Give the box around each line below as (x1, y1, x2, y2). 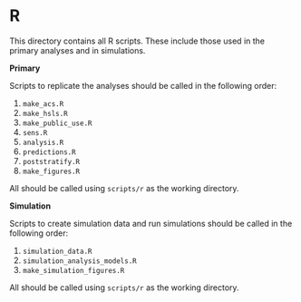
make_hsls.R (22, 109, 68, 118)
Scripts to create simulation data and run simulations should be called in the (9, 218, 293, 229)
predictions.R (22, 147, 76, 157)
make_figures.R (22, 167, 81, 176)
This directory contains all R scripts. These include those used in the (9, 35, 266, 46)
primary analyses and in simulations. (9, 44, 146, 55)
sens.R (22, 128, 48, 137)
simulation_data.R (22, 247, 92, 256)
